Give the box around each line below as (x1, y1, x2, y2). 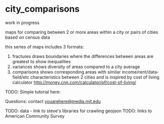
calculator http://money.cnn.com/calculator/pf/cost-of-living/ (12, 79, 136, 85)
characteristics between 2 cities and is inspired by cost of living (30, 74, 160, 80)
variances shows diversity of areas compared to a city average (12, 64, 140, 70)
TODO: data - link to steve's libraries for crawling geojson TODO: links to (5, 108, 152, 114)
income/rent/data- (122, 69, 159, 74)
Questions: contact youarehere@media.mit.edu (5, 98, 101, 104)
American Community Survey (5, 113, 65, 119)
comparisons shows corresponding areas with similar (12, 69, 121, 74)
